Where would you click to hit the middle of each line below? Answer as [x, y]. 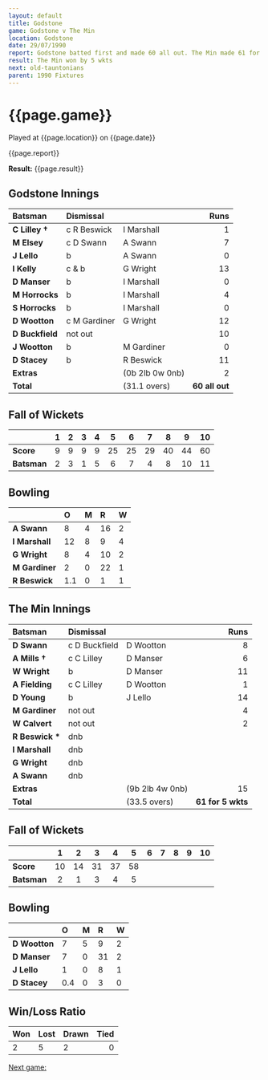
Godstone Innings [54, 193]
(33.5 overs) [150, 802]
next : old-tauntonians [46, 68]
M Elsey [28, 243]
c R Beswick [89, 229]
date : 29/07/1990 [37, 46]
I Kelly [24, 269]
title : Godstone [35, 23]
